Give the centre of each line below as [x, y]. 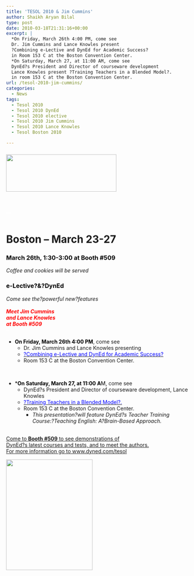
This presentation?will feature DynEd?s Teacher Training [101, 414]
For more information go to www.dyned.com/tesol [67, 451]
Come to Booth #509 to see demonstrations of [63, 438]
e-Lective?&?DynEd [35, 286]
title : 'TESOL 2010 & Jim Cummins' [50, 12]
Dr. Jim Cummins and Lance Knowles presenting [82, 348]
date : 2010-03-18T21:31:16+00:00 [47, 28]
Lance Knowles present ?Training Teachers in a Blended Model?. [92, 72]
